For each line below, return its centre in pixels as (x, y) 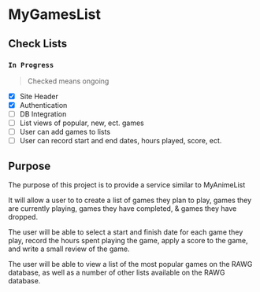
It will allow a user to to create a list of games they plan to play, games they (130, 200)
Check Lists (38, 44)
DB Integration (43, 114)
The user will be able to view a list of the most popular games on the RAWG (130, 264)
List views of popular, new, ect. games (82, 123)
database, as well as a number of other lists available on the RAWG (117, 272)
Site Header (39, 96)
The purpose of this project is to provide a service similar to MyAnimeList (127, 185)
